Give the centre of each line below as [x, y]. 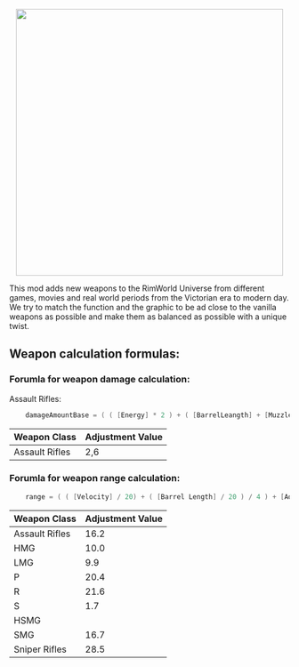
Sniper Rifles [40, 649]
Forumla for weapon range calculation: [95, 478]
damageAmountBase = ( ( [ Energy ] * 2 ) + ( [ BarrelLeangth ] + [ [147, 415]
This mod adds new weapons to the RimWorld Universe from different [137, 288]
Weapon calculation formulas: [95, 354]
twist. [19, 326]
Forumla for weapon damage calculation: [100, 380]
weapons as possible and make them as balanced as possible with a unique [148, 317]
